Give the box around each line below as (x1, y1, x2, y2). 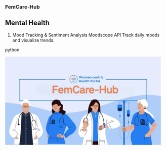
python (5, 47, 20, 52)
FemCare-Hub (5, 3, 40, 10)
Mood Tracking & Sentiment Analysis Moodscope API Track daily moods (12, 32, 160, 38)
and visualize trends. (12, 37, 55, 43)
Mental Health (5, 19, 50, 27)
